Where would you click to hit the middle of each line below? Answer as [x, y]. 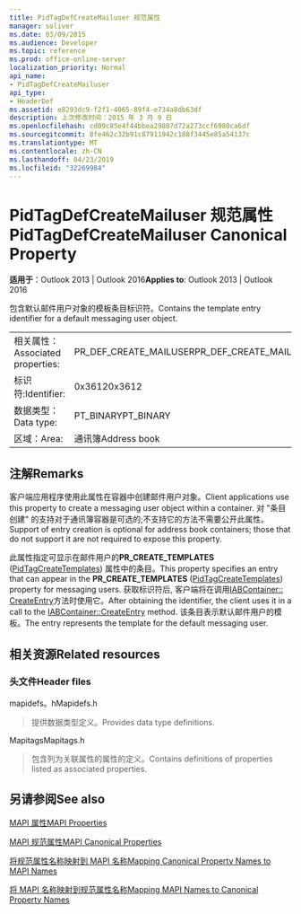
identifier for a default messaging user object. [94, 319]
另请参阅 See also [57, 800]
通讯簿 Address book [117, 439]
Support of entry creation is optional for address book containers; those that [150, 530]
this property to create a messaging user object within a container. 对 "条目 [148, 508]
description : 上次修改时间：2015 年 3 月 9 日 [91, 118]
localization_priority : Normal [68, 68]
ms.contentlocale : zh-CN [56, 151]
